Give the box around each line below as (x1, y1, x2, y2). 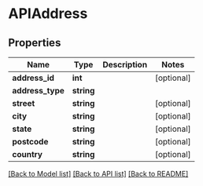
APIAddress (8, 5, 88, 23)
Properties (8, 36, 61, 49)
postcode (12, 137, 49, 147)
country (12, 149, 43, 159)
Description (101, 60, 148, 70)
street (12, 98, 35, 108)
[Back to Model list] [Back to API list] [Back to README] (8, 170, 189, 178)
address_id (12, 72, 55, 83)
